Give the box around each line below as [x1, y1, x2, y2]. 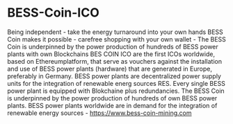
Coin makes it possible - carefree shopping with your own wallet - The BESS [7, 35, 226, 43]
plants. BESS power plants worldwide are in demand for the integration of [7, 101, 218, 109]
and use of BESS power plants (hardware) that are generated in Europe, [7, 64, 212, 73]
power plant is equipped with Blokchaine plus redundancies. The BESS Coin [7, 87, 225, 95]
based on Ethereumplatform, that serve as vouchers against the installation [7, 57, 223, 65]
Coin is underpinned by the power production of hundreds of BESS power [7, 42, 219, 51]
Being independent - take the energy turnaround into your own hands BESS [7, 28, 224, 36]
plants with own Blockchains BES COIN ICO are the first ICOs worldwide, [7, 50, 216, 58]
